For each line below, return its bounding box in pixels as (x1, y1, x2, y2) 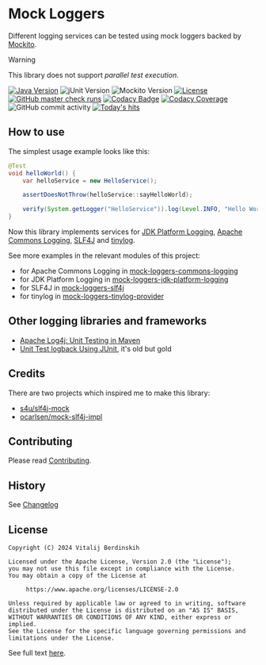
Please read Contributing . (8, 456, 92, 465)
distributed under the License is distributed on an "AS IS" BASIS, (8, 606, 239, 615)
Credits (8, 367, 46, 381)
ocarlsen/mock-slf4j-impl (19, 412, 103, 421)
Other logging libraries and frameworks (8, 314, 207, 328)
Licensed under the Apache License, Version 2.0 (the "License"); (8, 558, 232, 566)
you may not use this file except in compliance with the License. (8, 565, 236, 573)
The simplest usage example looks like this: (8, 146, 150, 156)
